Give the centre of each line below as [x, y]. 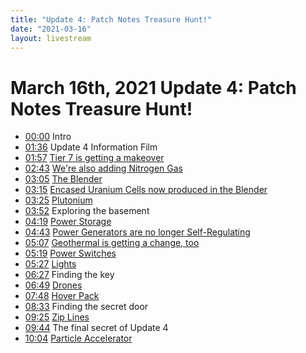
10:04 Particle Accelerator [78, 338]
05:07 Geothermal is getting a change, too [112, 243]
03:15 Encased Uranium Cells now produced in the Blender [146, 190]
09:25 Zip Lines [57, 317]
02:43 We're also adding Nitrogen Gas [103, 168]
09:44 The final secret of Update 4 [96, 328]
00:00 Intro [48, 137]
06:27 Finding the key [69, 275]
